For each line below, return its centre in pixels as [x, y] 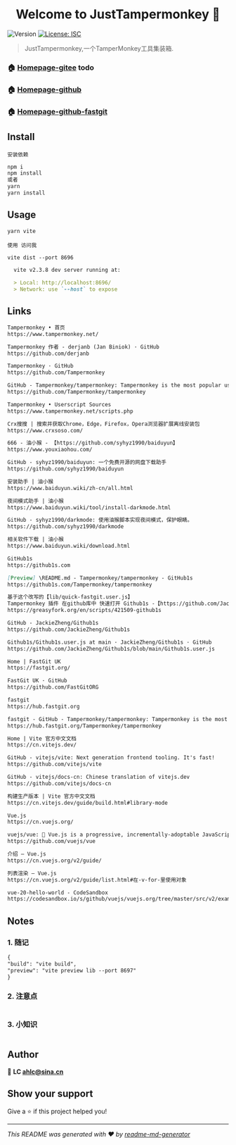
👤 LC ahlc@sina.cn [35, 1071]
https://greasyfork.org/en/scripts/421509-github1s [84, 611]
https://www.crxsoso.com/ [45, 430]
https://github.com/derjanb [48, 353]
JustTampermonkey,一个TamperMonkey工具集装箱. [99, 48]
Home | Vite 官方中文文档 [42, 739]
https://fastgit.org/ [39, 668]
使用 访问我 [22, 245]
